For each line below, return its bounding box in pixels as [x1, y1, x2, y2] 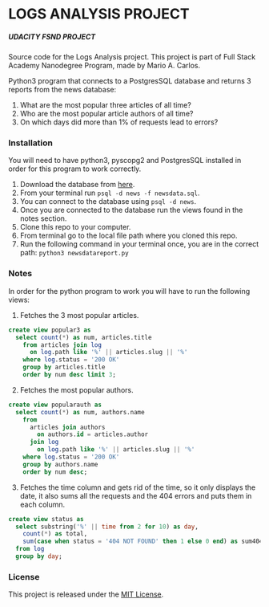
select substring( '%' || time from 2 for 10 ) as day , [15, 523, 199, 531]
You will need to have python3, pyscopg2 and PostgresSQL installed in [8, 156, 242, 165]
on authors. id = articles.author [37, 430, 149, 438]
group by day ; [15, 552, 62, 560]
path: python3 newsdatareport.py [19, 248, 130, 258]
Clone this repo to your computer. [19, 222, 131, 232]
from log [15, 545, 45, 553]
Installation [8, 137, 54, 149]
